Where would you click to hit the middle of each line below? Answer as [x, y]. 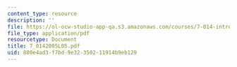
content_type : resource [42, 14]
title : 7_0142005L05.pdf [44, 46]
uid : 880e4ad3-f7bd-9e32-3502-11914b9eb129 [72, 53]
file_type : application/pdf [49, 33]
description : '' [31, 20]
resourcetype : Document [42, 40]
